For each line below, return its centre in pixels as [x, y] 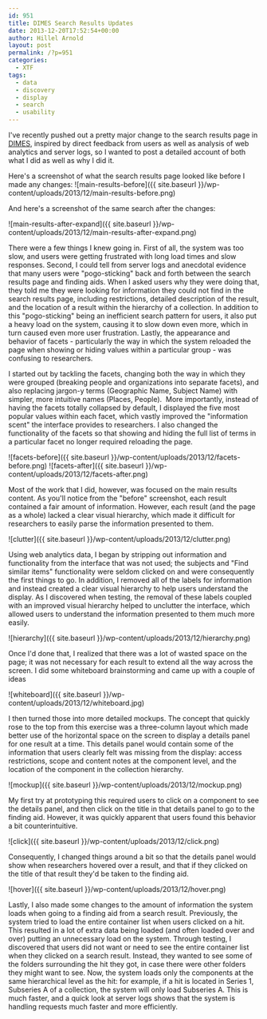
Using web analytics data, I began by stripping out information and [118, 555]
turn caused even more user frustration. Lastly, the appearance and [119, 333]
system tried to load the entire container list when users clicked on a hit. [127, 921]
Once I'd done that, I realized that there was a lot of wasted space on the [128, 653]
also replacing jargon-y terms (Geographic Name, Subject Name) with [123, 391]
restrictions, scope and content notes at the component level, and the [122, 761]
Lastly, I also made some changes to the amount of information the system [131, 905]
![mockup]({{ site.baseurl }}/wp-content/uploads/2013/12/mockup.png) [125, 785]
